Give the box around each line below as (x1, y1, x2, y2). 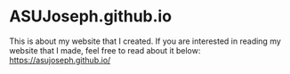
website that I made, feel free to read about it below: (9, 45, 201, 55)
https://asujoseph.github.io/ (9, 54, 111, 65)
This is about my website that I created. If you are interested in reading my (9, 36, 282, 46)
